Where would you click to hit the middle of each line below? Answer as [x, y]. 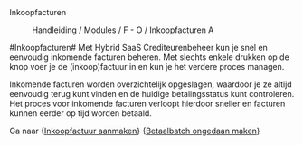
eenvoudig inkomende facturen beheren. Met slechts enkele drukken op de [149, 57]
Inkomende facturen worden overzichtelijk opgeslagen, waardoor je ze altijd [151, 84]
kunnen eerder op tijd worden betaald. [80, 113]
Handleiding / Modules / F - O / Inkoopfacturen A [123, 30]
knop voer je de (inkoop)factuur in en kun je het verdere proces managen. [147, 67]
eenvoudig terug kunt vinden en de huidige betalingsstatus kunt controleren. [152, 94]
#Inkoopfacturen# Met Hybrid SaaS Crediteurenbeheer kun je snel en [139, 48]
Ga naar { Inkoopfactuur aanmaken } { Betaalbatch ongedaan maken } [135, 130]
